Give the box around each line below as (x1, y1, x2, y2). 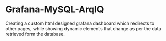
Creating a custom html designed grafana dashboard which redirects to (5, 20, 155, 26)
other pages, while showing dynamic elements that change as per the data (5, 25, 161, 31)
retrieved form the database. (5, 31, 65, 37)
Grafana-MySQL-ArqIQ (5, 4, 104, 15)
